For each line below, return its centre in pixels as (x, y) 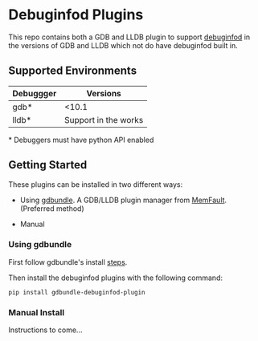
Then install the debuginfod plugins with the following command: (116, 278)
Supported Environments (73, 71)
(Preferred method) (52, 208)
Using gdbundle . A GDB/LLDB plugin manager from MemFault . (123, 200)
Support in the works (104, 120)
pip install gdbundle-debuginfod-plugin (77, 292)
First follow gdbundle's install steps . (68, 262)
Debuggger (35, 93)
